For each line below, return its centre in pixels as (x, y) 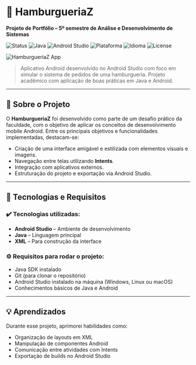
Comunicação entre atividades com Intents (66, 349)
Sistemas (17, 34)
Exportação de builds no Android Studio (62, 356)
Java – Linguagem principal (48, 235)
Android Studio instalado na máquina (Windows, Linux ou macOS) (94, 281)
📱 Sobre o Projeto (38, 105)
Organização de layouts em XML (54, 337)
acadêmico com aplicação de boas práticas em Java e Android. (97, 81)
